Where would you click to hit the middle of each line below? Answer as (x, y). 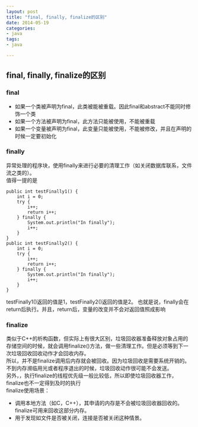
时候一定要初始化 (36, 136)
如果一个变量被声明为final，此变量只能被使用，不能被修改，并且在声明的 (103, 129)
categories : (21, 28)
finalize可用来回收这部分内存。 (52, 410)
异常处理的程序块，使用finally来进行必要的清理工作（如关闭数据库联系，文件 (99, 165)
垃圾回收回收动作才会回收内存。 (50, 353)
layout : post (22, 12)
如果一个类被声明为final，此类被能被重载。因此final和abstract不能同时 (100, 106)
